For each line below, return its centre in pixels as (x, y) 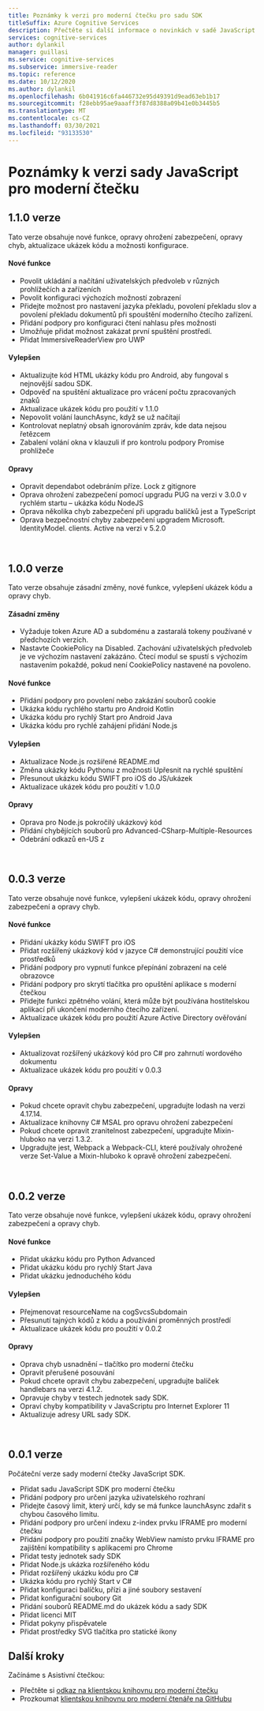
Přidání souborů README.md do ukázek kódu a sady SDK (113, 1606)
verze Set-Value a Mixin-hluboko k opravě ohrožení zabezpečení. (126, 1156)
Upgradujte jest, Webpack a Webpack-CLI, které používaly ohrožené (131, 1148)
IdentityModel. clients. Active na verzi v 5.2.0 (93, 528)
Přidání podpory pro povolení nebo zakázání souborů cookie (118, 700)
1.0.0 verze (36, 568)
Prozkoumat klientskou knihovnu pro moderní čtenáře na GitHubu (126, 1699)
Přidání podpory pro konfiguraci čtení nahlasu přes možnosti (118, 323)
